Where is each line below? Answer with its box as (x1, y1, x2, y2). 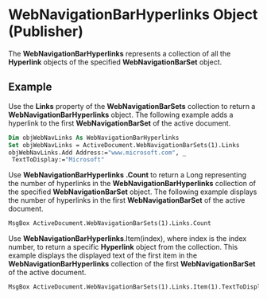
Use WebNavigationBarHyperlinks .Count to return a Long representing (8, 170, 247, 180)
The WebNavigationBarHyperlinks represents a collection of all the (8, 49, 231, 58)
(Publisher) (8, 22, 83, 41)
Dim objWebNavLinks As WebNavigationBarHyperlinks (8, 134, 180, 142)
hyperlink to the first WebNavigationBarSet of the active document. (8, 118, 231, 128)
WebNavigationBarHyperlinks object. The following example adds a (8, 110, 234, 119)
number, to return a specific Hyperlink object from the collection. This (8, 243, 238, 252)
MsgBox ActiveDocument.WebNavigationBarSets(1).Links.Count (8, 219, 212, 227)
